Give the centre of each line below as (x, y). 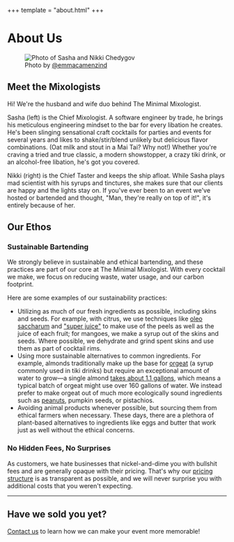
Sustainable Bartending (48, 247)
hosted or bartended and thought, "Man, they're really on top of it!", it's (109, 198)
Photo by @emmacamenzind (66, 65)
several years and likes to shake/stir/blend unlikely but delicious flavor (108, 140)
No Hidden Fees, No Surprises (59, 448)
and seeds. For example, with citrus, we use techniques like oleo (110, 319)
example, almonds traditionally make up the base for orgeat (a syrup (115, 363)
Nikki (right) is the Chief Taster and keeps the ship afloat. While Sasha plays (116, 175)
